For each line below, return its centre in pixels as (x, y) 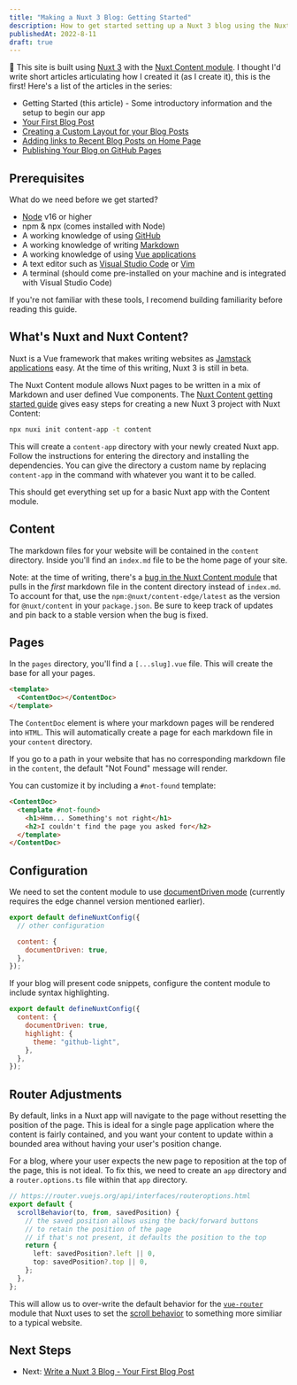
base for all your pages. (52, 673)
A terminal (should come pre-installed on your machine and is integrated (154, 273)
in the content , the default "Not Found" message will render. (118, 768)
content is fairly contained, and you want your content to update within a (141, 1134)
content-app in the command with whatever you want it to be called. (133, 474)
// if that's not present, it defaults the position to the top (146, 1237)
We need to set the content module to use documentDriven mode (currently (147, 892)
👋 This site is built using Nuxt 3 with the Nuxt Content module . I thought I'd (145, 67)
